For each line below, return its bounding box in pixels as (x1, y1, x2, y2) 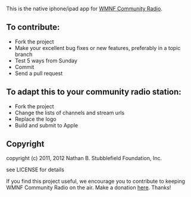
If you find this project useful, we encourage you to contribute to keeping (6, 178, 186, 185)
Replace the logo (14, 115, 57, 123)
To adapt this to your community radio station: (6, 87, 181, 97)
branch (14, 51, 33, 58)
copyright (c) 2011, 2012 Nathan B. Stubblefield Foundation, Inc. (6, 155, 162, 162)
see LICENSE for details (6, 166, 64, 173)
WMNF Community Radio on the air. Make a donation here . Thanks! (6, 184, 171, 191)
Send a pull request (14, 70, 63, 77)
